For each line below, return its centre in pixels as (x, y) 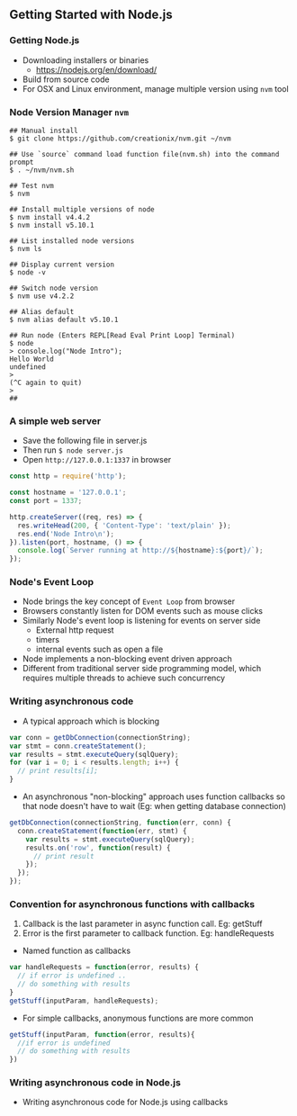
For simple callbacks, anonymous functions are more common (138, 1018)
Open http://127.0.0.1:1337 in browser (97, 460)
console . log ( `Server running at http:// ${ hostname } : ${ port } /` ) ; (140, 551)
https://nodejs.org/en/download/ (96, 69)
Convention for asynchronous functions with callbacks (132, 904)
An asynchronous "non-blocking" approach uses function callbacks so (153, 796)
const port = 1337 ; (46, 501)
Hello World (31, 359)
